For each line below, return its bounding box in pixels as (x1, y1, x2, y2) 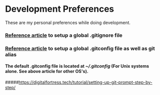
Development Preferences (5, 3, 114, 15)
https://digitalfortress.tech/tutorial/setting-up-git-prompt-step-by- (19, 79, 153, 85)
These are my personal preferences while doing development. (5, 20, 131, 25)
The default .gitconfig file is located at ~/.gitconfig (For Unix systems (5, 63, 149, 69)
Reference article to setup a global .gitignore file (5, 32, 123, 39)
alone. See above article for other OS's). (5, 69, 89, 74)
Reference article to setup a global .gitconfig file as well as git (5, 45, 156, 52)
